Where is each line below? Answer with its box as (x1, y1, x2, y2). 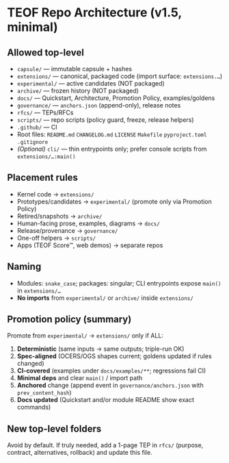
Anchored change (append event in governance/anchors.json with (16, 381, 204, 390)
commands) (16, 403, 51, 412)
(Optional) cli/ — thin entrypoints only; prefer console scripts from (16, 145, 207, 153)
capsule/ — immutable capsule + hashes (16, 65, 133, 73)
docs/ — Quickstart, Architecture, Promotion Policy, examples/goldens (16, 94, 215, 102)
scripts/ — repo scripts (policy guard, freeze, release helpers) (16, 116, 194, 124)
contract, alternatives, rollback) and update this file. (7, 449, 152, 457)
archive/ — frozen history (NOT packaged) (16, 87, 139, 95)
